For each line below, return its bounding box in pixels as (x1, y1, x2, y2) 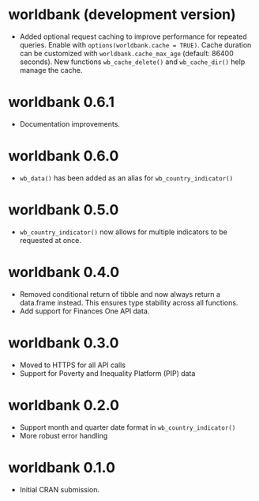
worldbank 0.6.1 (8, 93, 114, 112)
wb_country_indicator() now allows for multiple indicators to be (19, 227, 227, 237)
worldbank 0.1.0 (8, 458, 116, 476)
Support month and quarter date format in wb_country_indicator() (19, 422, 236, 432)
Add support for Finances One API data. (19, 306, 150, 316)
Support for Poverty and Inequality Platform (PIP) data (19, 368, 196, 378)
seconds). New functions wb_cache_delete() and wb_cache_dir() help (19, 57, 246, 66)
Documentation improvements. (19, 119, 121, 128)
